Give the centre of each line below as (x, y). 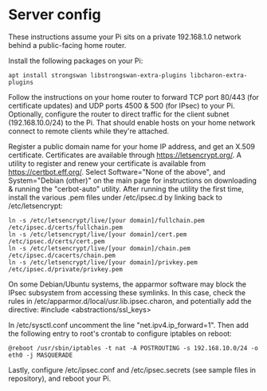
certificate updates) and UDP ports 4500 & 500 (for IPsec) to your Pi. (122, 105)
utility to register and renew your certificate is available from (107, 163)
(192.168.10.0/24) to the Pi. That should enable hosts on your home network (132, 122)
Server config (55, 15)
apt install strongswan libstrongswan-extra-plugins (98, 75)
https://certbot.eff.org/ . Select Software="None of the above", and (117, 172)
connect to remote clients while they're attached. (89, 131)
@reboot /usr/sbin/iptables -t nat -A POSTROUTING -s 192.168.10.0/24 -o (133, 348)
